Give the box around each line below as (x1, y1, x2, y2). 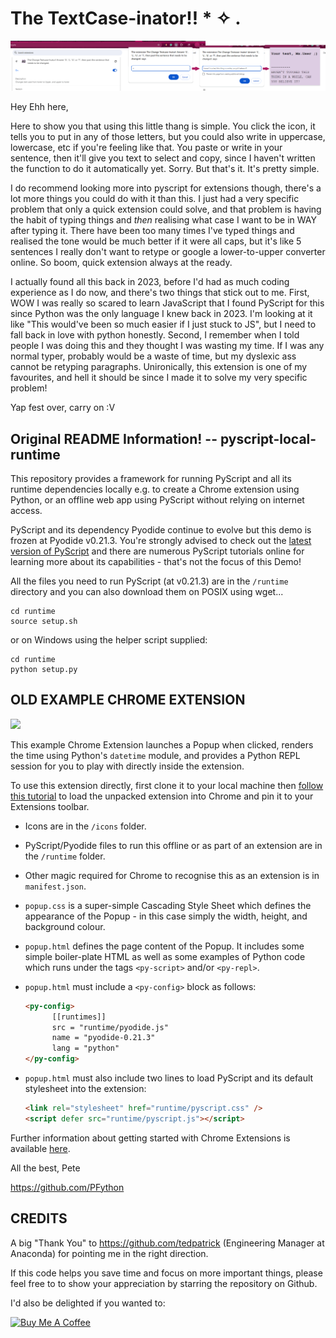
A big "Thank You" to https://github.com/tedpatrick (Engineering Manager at (10, 1237, 325, 1249)
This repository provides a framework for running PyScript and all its (10, 472, 292, 484)
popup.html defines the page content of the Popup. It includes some (24, 940, 305, 952)
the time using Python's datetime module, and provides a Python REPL (10, 749, 301, 761)
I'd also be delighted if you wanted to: (10, 1297, 166, 1309)
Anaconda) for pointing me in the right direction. (10, 1247, 209, 1259)
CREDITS (10, 1210, 68, 1227)
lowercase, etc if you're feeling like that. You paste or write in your (10, 142, 283, 154)
